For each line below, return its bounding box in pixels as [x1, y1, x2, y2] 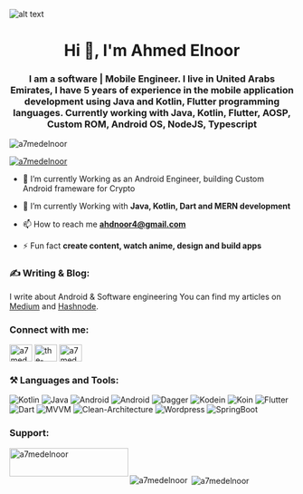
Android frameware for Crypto [22, 183, 136, 194]
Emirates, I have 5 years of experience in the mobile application [10, 84, 294, 97]
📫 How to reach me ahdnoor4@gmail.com [22, 218, 186, 230]
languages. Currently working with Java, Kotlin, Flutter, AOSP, [13, 107, 291, 120]
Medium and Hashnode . [9, 300, 99, 312]
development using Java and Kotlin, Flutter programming [24, 95, 280, 108]
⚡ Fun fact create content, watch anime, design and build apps [22, 240, 262, 251]
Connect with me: [9, 323, 90, 335]
